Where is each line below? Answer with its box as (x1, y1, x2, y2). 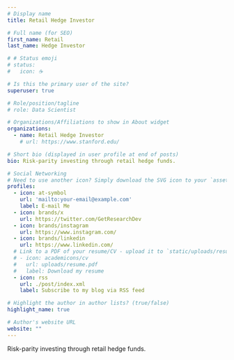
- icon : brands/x (13, 209, 64, 216)
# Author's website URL (7, 319, 77, 326)
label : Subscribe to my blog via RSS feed (19, 287, 145, 294)
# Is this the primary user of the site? (7, 80, 130, 87)
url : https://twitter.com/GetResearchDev (19, 215, 141, 222)
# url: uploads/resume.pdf (13, 261, 98, 268)
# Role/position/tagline (7, 99, 79, 107)
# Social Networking (7, 170, 68, 177)
